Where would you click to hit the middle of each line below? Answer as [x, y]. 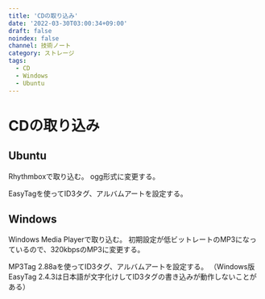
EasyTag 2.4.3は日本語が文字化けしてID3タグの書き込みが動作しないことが [132, 277]
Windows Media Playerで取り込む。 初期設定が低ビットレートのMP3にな [129, 239]
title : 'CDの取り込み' [43, 16]
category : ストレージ [41, 53]
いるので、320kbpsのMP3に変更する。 [80, 250]
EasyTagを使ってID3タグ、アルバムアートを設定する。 [98, 193]
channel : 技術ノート [39, 46]
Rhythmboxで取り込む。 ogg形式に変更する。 [84, 176]
